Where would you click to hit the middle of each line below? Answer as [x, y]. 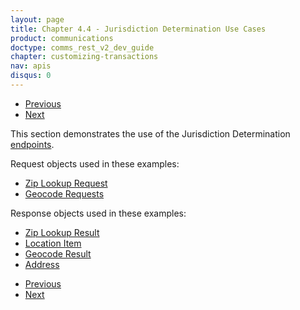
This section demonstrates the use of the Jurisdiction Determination [150, 133]
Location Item [53, 243]
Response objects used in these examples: [98, 213]
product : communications [62, 38]
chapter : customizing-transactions [84, 57]
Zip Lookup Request [66, 183]
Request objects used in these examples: [95, 163]
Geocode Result [58, 253]
